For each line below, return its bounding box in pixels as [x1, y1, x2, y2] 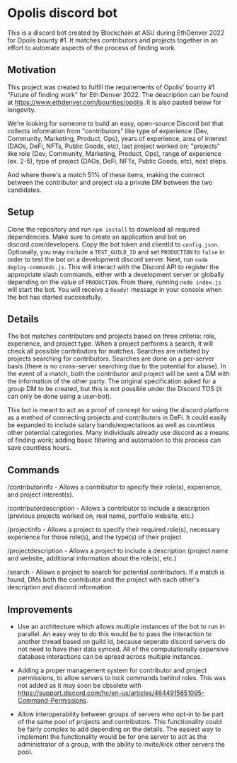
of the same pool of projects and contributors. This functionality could [17, 718, 222, 725]
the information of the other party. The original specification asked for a [7, 377, 216, 385]
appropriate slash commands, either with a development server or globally [7, 270, 224, 278]
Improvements [7, 604, 73, 616]
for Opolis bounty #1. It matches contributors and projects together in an [7, 35, 218, 44]
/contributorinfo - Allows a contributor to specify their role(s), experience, [7, 483, 222, 492]
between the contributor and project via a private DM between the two [7, 178, 213, 186]
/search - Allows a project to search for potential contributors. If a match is [7, 568, 225, 577]
